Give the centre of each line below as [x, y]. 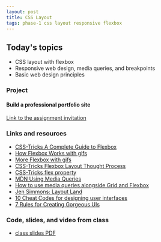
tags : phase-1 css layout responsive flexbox [64, 23]
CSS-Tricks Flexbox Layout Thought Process [70, 166]
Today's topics [35, 47]
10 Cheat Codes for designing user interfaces [71, 198]
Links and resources [37, 134]
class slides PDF [35, 233]
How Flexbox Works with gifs [51, 153]
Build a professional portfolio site [48, 104]
